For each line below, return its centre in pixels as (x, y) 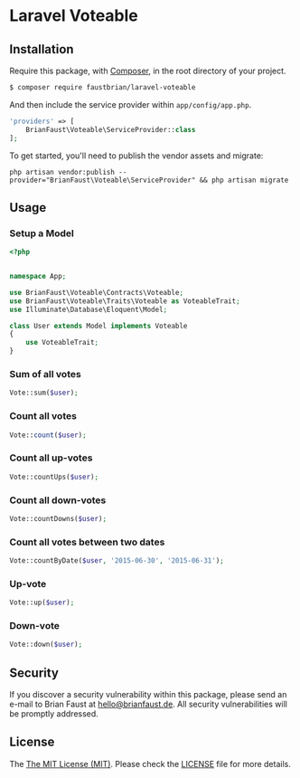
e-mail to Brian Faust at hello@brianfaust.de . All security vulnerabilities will (148, 704)
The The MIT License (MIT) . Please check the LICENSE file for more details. (150, 764)
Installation (42, 49)
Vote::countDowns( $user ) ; (58, 518)
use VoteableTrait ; (62, 343)
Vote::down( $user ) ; (46, 645)
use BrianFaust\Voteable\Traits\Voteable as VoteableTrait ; (125, 301)
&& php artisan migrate (244, 180)
